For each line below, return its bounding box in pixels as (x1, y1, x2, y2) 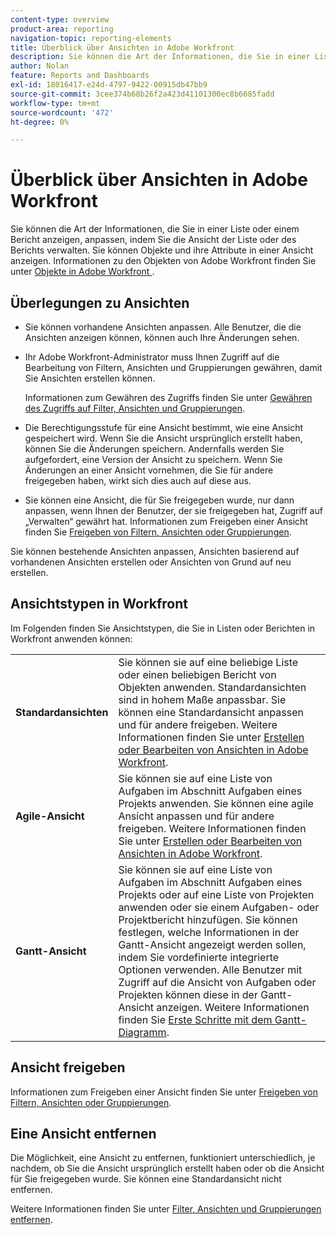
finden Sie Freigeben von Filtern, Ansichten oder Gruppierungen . (24, 526, 292, 538)
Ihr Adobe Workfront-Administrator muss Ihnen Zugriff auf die (24, 351, 280, 363)
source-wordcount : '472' (10, 107, 114, 118)
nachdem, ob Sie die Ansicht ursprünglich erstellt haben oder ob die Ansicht (10, 1162, 325, 1175)
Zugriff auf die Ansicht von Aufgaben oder (118, 975, 317, 989)
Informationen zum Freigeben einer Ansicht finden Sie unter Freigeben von (10, 1086, 318, 1098)
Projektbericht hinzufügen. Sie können (118, 912, 298, 926)
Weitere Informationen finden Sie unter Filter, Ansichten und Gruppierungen (10, 1203, 322, 1215)
